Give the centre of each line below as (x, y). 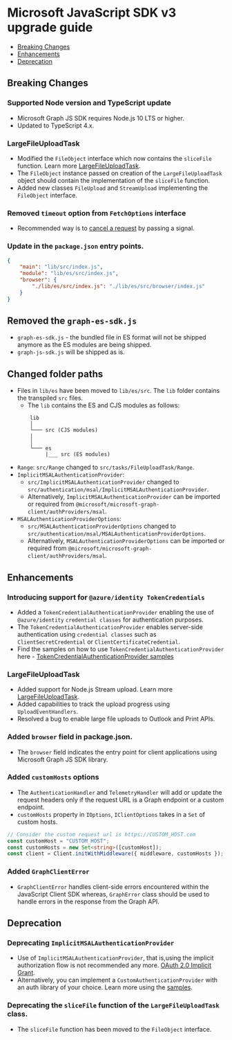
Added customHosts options (53, 777)
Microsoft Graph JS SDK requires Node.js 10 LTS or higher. (101, 118)
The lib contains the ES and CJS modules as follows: (104, 405)
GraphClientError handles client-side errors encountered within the (113, 887)
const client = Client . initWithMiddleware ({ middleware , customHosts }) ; (116, 854)
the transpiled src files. (50, 398)
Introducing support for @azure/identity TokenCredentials (106, 597)
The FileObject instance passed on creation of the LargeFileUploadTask (119, 173)
